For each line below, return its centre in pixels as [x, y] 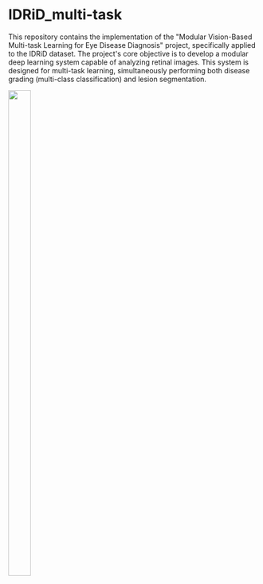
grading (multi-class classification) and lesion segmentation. [108, 79]
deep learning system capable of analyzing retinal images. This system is [129, 62]
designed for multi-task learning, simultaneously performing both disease [129, 70]
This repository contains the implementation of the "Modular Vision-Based [130, 37]
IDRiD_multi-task [65, 15]
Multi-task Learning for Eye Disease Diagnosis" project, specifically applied [132, 45]
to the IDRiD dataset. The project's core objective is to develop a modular [128, 53]
